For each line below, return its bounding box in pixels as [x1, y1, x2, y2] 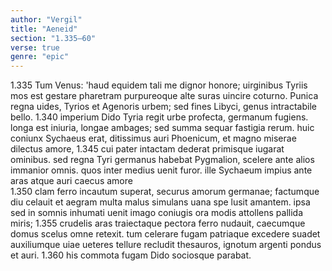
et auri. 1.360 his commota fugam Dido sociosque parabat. [10, 249, 252, 261]
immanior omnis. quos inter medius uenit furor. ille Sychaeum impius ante [10, 164, 313, 176]
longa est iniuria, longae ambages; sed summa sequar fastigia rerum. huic [10, 122, 315, 134]
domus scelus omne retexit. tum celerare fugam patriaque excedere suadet [10, 228, 321, 240]
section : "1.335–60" [10, 33, 97, 43]
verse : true [10, 42, 60, 53]
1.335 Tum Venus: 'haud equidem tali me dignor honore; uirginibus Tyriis [10, 79, 308, 91]
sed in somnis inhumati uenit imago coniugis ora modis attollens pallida [10, 207, 304, 219]
